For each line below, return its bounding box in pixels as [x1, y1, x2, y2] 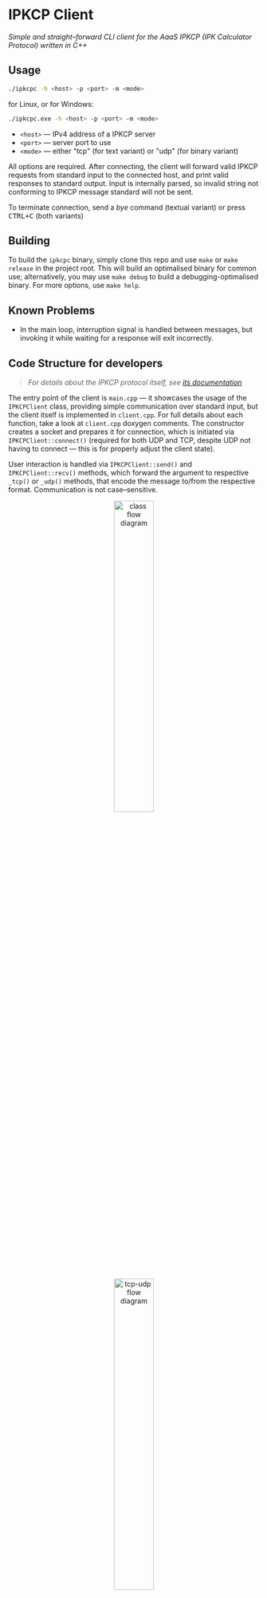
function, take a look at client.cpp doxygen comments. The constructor [8, 418, 245, 428]
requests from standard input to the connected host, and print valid [8, 170, 229, 180]
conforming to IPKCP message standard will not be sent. [8, 187, 194, 196]
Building [8, 234, 50, 247]
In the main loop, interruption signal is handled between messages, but [19, 325, 253, 334]
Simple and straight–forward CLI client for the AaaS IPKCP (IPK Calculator [8, 32, 253, 41]
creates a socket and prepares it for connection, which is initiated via [8, 427, 235, 436]
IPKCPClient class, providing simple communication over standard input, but [8, 401, 258, 411]
